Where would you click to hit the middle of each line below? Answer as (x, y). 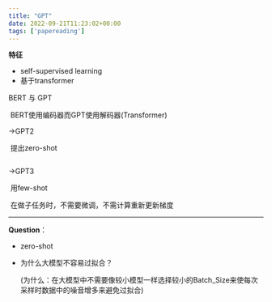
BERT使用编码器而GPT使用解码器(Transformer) (89, 115)
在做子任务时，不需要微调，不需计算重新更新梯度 (92, 205)
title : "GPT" (30, 16)
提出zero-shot (34, 148)
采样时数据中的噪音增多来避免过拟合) (82, 290)
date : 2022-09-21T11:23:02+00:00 (65, 23)
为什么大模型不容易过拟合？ (66, 263)
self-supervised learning (61, 71)
